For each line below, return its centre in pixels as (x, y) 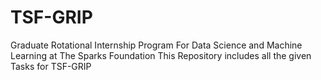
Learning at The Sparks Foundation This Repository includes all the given (161, 55)
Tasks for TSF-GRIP (51, 66)
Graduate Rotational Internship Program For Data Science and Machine (156, 45)
